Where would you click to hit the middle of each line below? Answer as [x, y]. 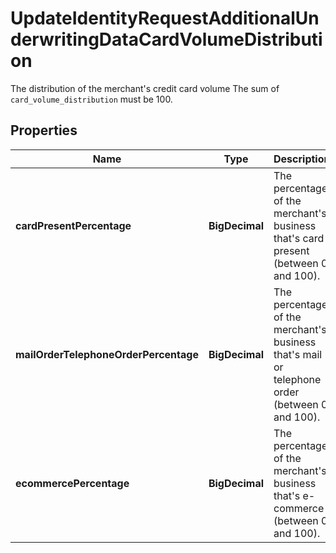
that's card [299, 238]
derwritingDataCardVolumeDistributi [166, 39]
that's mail [298, 354]
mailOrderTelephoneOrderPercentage [107, 354]
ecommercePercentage [72, 483]
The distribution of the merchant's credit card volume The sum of [145, 88]
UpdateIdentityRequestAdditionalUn [165, 18]
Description [302, 159]
